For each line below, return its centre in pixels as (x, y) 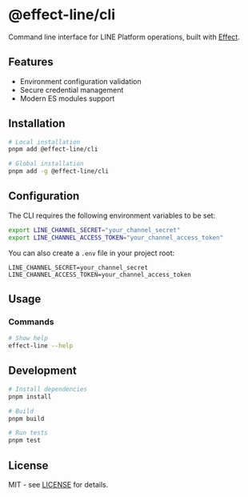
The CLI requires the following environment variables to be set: (112, 215)
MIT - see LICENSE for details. (58, 484)
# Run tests (28, 433)
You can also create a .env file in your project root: (91, 253)
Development (43, 371)
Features (31, 62)
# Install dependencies (48, 389)
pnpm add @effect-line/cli (53, 150)
